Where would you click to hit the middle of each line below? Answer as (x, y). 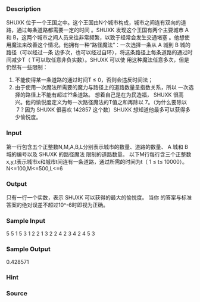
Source (17, 294)
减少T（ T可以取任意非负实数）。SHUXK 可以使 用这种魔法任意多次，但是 (100, 60)
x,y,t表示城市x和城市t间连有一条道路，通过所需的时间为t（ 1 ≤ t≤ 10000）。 (97, 161)
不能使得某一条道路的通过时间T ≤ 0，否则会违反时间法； (84, 80)
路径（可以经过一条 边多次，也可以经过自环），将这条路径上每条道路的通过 (97, 52)
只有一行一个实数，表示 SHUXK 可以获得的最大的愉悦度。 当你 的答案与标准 (99, 197)
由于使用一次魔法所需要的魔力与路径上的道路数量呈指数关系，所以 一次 (101, 88)
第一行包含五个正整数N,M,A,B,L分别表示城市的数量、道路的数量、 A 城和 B (97, 147)
